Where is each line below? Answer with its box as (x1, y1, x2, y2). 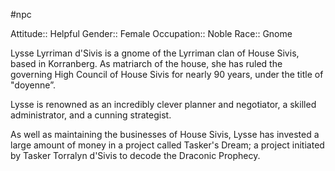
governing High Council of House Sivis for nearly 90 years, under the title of (10, 69, 324, 80)
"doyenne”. (10, 79, 56, 91)
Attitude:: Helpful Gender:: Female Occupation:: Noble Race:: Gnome (10, 28, 293, 39)
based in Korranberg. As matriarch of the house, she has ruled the (10, 58, 283, 69)
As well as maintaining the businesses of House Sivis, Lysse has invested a (10, 129, 320, 140)
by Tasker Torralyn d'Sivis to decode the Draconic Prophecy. (10, 150, 261, 161)
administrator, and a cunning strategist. (10, 109, 172, 121)
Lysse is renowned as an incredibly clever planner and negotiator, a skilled (10, 99, 317, 110)
